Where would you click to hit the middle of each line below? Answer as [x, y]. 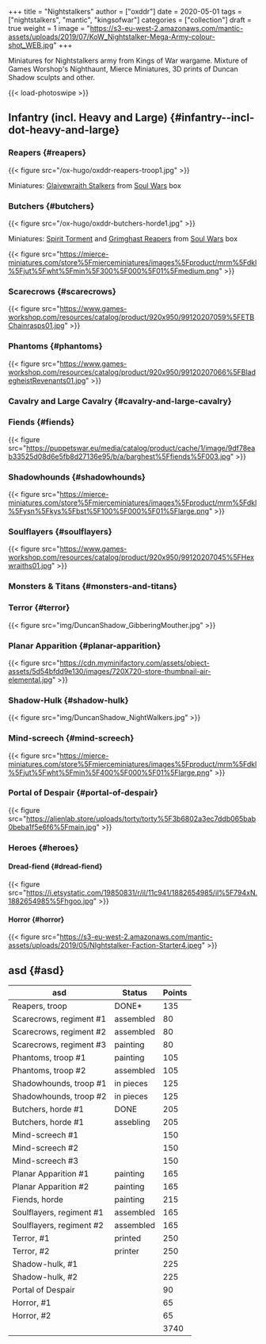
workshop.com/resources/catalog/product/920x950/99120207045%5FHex [131, 557]
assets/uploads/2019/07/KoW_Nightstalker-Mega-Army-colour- [112, 37]
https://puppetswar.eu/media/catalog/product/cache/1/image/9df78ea [141, 448]
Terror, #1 [31, 1238]
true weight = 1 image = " [49, 28]
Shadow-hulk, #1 [45, 1264]
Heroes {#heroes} [44, 847]
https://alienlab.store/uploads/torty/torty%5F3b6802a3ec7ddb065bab [141, 818]
